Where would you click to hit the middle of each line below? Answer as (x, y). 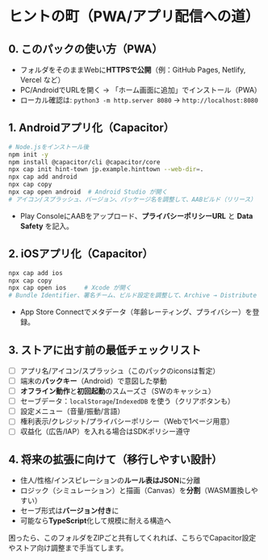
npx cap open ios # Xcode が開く (70, 288)
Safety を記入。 (47, 226)
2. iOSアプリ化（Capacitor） (81, 254)
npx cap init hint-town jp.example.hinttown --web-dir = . (106, 169)
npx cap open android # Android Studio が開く (88, 192)
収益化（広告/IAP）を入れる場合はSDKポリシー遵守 (105, 432)
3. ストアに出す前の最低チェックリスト (105, 350)
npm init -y (28, 154)
